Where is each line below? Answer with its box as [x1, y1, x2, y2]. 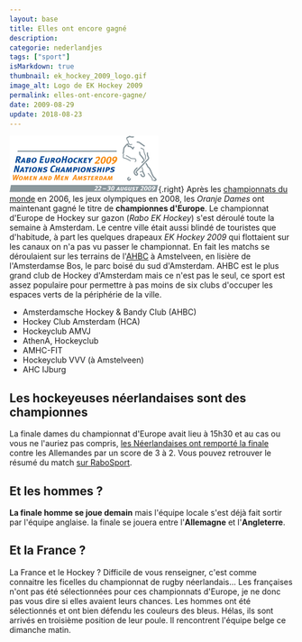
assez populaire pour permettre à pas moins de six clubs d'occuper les [9, 280, 273, 290]
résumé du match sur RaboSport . [9, 457, 133, 468]
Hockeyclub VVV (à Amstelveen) [22, 354, 144, 365]
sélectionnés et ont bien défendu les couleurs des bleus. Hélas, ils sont [9, 605, 274, 616]
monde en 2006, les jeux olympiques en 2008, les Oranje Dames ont [9, 194, 265, 205]
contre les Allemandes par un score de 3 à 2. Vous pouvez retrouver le [9, 447, 272, 459]
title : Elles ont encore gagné [9, 23, 127, 33]
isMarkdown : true [9, 62, 75, 71]
